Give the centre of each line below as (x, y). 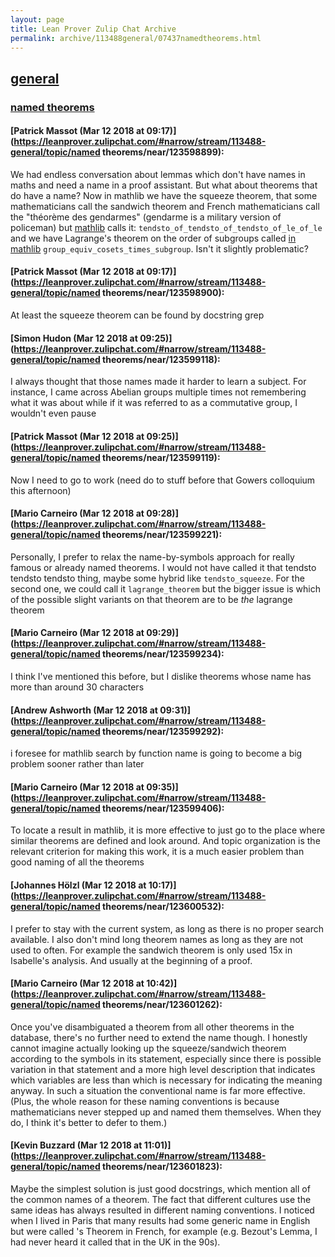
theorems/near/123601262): (162, 1005)
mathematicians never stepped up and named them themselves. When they (166, 1112)
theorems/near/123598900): (163, 293)
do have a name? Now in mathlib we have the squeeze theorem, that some (164, 195)
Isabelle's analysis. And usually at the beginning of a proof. (131, 960)
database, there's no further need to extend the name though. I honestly (159, 1037)
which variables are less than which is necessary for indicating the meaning (166, 1080)
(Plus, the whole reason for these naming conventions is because (145, 1101)
